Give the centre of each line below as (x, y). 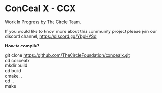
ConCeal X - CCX (41, 8)
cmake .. (14, 76)
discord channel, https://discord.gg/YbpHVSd (51, 36)
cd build (13, 70)
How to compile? (22, 46)
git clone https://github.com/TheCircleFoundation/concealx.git (68, 55)
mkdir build (16, 65)
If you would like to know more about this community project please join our (81, 31)
